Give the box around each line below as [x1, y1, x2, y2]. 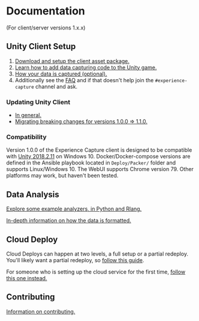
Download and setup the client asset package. [14, 57, 130, 64]
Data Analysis [6, 189, 60, 199]
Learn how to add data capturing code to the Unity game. [14, 64, 157, 71]
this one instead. [6, 274, 47, 281]
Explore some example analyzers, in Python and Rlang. [6, 205, 142, 212]
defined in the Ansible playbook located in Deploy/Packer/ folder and [6, 159, 176, 166]
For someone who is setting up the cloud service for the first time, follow [6, 268, 186, 275]
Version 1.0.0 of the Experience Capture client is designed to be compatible [6, 146, 192, 154]
